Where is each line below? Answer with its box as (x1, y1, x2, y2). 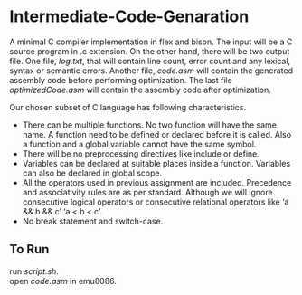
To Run (9, 242, 50, 257)
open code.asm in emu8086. (9, 275, 118, 286)
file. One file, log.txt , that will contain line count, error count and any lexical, (9, 55, 291, 66)
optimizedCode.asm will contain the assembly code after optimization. (9, 84, 271, 95)
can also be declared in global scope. (22, 167, 163, 178)
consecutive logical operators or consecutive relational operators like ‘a (22, 196, 289, 207)
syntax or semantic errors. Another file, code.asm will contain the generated (9, 65, 294, 76)
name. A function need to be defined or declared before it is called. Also (22, 128, 292, 139)
